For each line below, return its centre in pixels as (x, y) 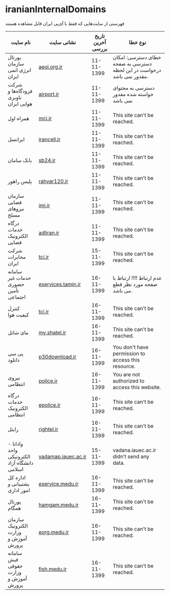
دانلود (14, 360)
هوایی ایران (20, 104)
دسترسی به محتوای (134, 87)
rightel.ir (49, 429)
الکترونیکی (19, 456)
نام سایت (21, 42)
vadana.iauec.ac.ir (135, 450)
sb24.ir (47, 160)
